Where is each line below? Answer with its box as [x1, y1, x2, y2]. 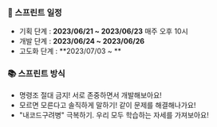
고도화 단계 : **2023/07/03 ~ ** [18, 46, 121, 56]
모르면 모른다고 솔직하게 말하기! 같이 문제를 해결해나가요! [18, 100, 196, 110]
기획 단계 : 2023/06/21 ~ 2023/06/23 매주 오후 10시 [18, 26, 188, 37]
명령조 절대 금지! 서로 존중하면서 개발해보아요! [18, 90, 163, 100]
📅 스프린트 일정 [7, 6, 62, 17]
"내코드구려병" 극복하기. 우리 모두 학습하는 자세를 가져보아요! [18, 110, 209, 120]
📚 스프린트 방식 [7, 68, 65, 79]
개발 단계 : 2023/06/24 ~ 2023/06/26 [18, 37, 145, 46]
